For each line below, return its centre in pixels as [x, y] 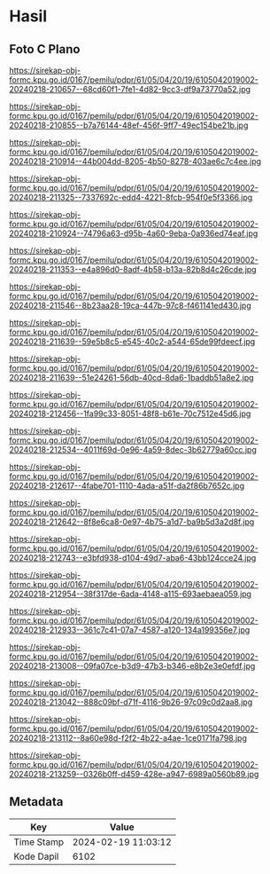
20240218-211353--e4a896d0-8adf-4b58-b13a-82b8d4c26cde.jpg [133, 269]
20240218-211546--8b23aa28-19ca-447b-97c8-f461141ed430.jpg [130, 305]
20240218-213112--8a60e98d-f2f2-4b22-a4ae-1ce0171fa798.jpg [128, 738]
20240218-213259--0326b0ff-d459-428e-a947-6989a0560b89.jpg [134, 774]
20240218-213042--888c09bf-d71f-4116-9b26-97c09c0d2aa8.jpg [131, 702]
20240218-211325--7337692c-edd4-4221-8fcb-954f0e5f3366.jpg [131, 197]
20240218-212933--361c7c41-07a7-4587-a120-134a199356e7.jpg [130, 630]
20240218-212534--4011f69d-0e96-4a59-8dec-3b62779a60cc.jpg [133, 449]
